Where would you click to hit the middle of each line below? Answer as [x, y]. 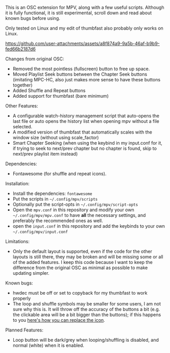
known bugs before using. [33, 18]
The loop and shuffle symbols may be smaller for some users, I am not [87, 304]
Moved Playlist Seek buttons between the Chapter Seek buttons [80, 74]
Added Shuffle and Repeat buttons [49, 91]
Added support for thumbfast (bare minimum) [60, 96]
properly [22, 298]
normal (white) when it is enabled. [48, 345]
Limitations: [17, 241]
